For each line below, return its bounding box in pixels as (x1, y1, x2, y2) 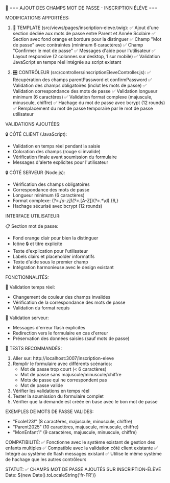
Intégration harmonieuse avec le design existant (12, 264, 114, 270)
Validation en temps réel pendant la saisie (12, 143, 101, 149)
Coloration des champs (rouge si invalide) (12, 149, 101, 154)
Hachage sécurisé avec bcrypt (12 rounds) (12, 203, 103, 209)
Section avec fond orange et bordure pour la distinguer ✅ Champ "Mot (12, 36, 162, 42)
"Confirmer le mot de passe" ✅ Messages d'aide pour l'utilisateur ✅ (12, 47, 156, 54)
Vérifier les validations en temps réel (12, 388, 90, 394)
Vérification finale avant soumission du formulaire (12, 154, 117, 160)
